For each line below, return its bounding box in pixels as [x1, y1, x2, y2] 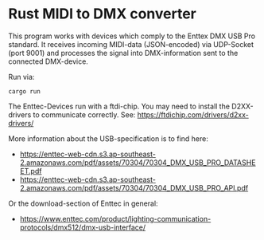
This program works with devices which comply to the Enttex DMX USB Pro [8, 31, 256, 41]
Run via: [8, 72, 35, 81]
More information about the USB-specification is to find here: [8, 133, 208, 144]
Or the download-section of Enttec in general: [8, 199, 158, 208]
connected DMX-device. [8, 57, 89, 66]
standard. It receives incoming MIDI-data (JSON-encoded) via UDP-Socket [8, 39, 254, 49]
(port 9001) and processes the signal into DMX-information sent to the [8, 48, 239, 57]
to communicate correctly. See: [33, 109, 136, 120]
